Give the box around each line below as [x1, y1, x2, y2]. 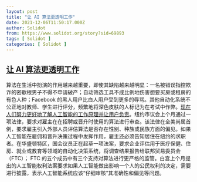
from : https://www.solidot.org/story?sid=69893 [6, 31, 125, 36]
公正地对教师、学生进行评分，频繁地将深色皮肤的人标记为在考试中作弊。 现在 [6, 103, 191, 110]
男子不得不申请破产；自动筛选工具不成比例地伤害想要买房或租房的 [31, 89, 191, 96]
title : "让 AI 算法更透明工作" [6, 14, 76, 20]
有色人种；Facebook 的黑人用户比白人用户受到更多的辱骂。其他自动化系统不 [6, 96, 191, 103]
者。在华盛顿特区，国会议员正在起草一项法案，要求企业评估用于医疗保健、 [6, 140, 186, 147]
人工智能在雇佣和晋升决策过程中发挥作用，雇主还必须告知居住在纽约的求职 [6, 133, 186, 140]
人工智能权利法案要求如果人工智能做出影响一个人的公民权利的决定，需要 [16, 162, 191, 169]
